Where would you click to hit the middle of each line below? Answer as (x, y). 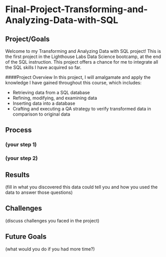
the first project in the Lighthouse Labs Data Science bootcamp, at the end (83, 56)
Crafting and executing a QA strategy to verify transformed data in (82, 109)
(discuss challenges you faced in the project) (53, 220)
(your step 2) (22, 158)
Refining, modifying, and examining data (55, 98)
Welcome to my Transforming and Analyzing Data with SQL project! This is (83, 51)
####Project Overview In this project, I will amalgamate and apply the (78, 77)
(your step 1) (21, 145)
